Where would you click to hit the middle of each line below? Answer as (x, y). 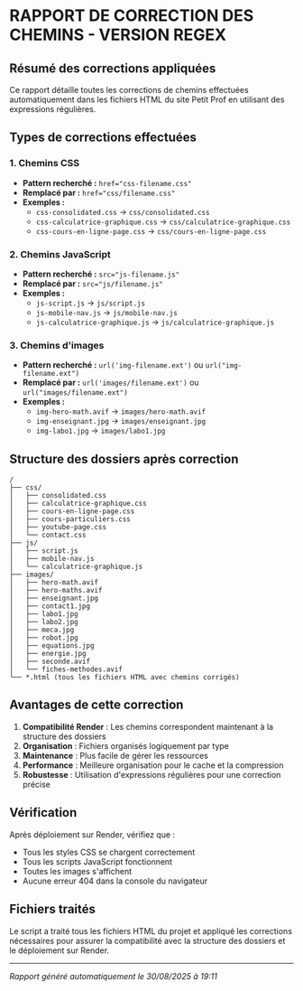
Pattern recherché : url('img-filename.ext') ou (113, 365)
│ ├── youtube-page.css (58, 528)
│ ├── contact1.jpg (50, 606)
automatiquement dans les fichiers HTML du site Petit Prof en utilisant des (147, 99)
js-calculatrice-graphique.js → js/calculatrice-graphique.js (155, 322)
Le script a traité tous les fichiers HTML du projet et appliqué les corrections (151, 930)
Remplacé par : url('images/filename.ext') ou (111, 383)
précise (37, 784)
